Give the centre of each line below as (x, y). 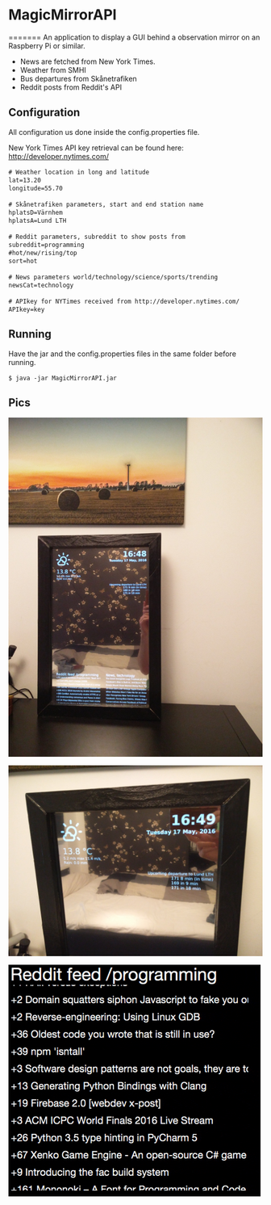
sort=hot (23, 261)
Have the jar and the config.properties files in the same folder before (122, 354)
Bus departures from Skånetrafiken (78, 78)
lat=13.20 (25, 180)
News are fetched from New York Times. (88, 61)
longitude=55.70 (35, 188)
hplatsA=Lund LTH (38, 220)
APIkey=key (27, 309)
